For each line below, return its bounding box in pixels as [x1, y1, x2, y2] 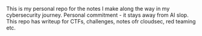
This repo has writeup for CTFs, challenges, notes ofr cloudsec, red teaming [6, 18, 196, 25]
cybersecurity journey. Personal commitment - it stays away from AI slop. [6, 11, 189, 19]
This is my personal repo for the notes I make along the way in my [6, 5, 170, 12]
